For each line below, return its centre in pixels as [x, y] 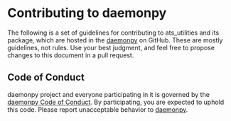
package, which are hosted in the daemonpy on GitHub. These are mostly [115, 40]
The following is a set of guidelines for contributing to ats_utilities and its [113, 33]
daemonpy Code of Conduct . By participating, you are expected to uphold [116, 102]
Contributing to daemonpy [87, 13]
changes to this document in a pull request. [71, 55]
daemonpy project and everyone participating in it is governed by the [108, 94]
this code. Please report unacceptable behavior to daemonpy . [98, 109]
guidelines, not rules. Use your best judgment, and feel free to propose [111, 47]
